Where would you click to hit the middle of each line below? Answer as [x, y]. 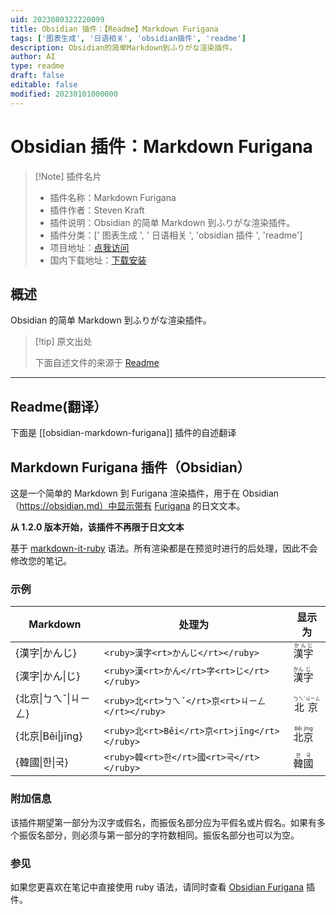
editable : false [44, 85]
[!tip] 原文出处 [63, 342]
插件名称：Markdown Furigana [113, 197]
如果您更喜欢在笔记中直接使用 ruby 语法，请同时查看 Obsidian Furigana [157, 887]
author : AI [33, 57]
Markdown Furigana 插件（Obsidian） [130, 467]
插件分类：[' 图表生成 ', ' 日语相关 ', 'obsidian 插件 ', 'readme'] [176, 235]
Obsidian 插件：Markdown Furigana [161, 146]
